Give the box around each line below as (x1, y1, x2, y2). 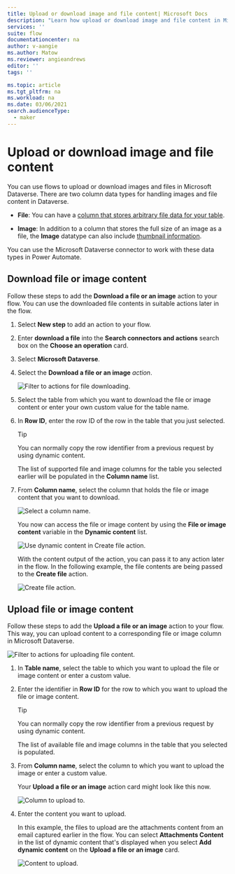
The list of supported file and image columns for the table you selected (17, 464, 222, 473)
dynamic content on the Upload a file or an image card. (17, 845, 180, 854)
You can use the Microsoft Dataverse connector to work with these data (7, 245, 215, 254)
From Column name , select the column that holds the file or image (17, 485, 209, 494)
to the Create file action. (17, 569, 89, 578)
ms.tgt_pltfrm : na (7, 88, 61, 95)
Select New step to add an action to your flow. (17, 320, 152, 328)
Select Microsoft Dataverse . (17, 354, 100, 363)
